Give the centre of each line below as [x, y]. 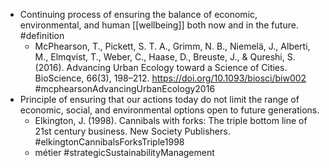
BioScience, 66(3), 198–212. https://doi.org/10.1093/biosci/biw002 [170, 78]
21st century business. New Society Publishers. [132, 131]
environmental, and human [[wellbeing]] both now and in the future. [159, 25]
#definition [42, 35]
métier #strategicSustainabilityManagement [124, 152]
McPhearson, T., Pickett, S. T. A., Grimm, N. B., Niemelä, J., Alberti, [172, 46]
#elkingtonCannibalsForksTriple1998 [109, 142]
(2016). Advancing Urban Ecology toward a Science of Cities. [161, 67]
